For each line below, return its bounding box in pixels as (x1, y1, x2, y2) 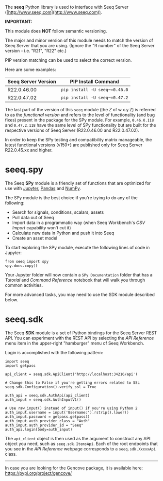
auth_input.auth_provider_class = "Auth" (5, 418, 90, 423)
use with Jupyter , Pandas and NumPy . (5, 185, 81, 191)
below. (5, 296, 18, 303)
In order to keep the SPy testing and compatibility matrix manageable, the (5, 137, 152, 142)
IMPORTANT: (5, 19, 33, 24)
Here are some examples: (5, 67, 57, 72)
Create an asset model (12, 235, 57, 241)
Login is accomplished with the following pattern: (5, 349, 103, 355)
